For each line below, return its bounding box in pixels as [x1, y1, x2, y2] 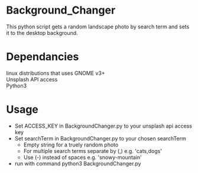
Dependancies [6, 50, 79, 64]
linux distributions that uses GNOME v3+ [6, 69, 105, 77]
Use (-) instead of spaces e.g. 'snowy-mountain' [23, 154, 142, 161]
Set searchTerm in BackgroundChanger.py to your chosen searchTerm [14, 135, 186, 142]
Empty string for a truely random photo [23, 141, 119, 148]
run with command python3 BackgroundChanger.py [14, 160, 141, 167]
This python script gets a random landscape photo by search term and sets [6, 23, 190, 30]
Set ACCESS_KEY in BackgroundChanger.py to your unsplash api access [14, 122, 192, 129]
